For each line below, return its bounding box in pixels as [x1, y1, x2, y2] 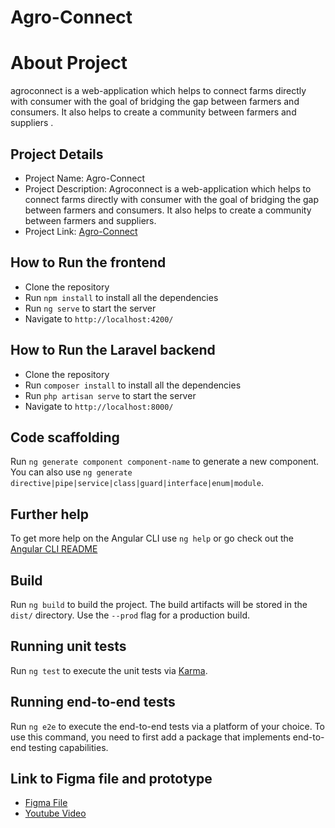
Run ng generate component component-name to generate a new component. [10, 456, 320, 468]
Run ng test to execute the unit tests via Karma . [10, 664, 208, 676]
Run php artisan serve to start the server [24, 389, 197, 401]
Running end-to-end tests [10, 694, 176, 711]
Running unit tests [10, 638, 127, 655]
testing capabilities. [28, 741, 109, 753]
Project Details [10, 146, 104, 163]
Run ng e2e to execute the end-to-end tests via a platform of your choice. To [10, 720, 326, 732]
